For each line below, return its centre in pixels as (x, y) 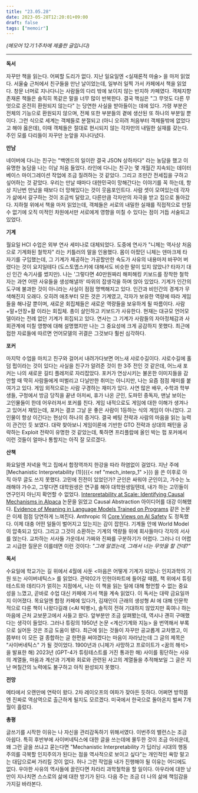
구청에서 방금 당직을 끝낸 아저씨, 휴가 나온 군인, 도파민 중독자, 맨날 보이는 (103, 395)
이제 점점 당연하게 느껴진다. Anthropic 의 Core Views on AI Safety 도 (93, 516)
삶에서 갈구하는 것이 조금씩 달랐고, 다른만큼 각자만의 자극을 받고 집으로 (93, 197)
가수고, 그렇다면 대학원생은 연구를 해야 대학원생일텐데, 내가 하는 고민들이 (105, 487)
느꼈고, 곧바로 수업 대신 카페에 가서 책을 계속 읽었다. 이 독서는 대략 (93, 593)
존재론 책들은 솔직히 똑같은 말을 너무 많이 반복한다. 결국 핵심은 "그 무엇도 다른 (95, 99)
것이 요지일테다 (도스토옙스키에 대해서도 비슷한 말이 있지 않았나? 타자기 (103, 267)
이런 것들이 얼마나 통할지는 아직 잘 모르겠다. (57, 440)
